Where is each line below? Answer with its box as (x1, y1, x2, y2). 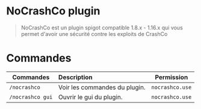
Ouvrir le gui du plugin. (58, 93, 123, 101)
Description (58, 73, 93, 81)
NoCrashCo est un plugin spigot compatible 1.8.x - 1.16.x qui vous (20, 24, 184, 31)
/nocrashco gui (9, 93, 53, 100)
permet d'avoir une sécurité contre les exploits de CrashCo (20, 30, 168, 37)
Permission (155, 73, 188, 81)
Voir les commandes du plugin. (58, 83, 146, 91)
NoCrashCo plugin (6, 4, 100, 18)
